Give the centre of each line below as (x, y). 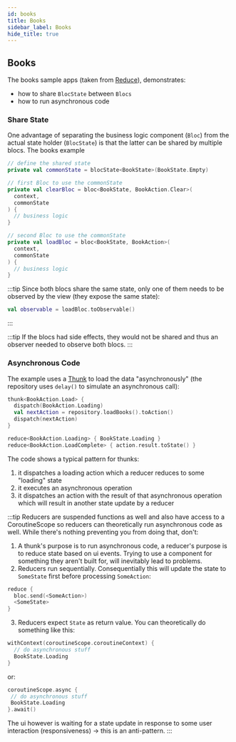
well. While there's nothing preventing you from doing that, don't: (103, 532)
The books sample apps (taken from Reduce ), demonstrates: (97, 80)
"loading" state (40, 480)
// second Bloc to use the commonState (67, 236)
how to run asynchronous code (63, 101)
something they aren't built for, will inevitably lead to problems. (110, 561)
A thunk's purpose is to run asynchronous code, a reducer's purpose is (122, 545)
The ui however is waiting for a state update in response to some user (110, 723)
